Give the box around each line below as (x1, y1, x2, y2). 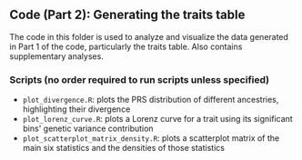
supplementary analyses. (9, 50, 105, 62)
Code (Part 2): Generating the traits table (9, 7, 246, 23)
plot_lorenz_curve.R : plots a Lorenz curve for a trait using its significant (22, 114, 293, 125)
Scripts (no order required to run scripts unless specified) (9, 73, 270, 85)
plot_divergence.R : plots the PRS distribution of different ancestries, (22, 95, 279, 105)
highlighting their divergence (22, 104, 131, 115)
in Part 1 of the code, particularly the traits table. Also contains (9, 41, 243, 52)
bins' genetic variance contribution (22, 123, 154, 135)
